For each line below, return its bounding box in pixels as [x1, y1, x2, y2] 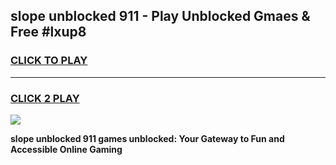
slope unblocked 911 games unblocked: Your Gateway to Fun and [10, 132, 285, 144]
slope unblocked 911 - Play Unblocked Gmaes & [10, 8, 311, 25]
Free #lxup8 [10, 24, 87, 41]
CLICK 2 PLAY [10, 91, 80, 105]
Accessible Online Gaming [10, 143, 123, 155]
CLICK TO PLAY [10, 54, 88, 68]
